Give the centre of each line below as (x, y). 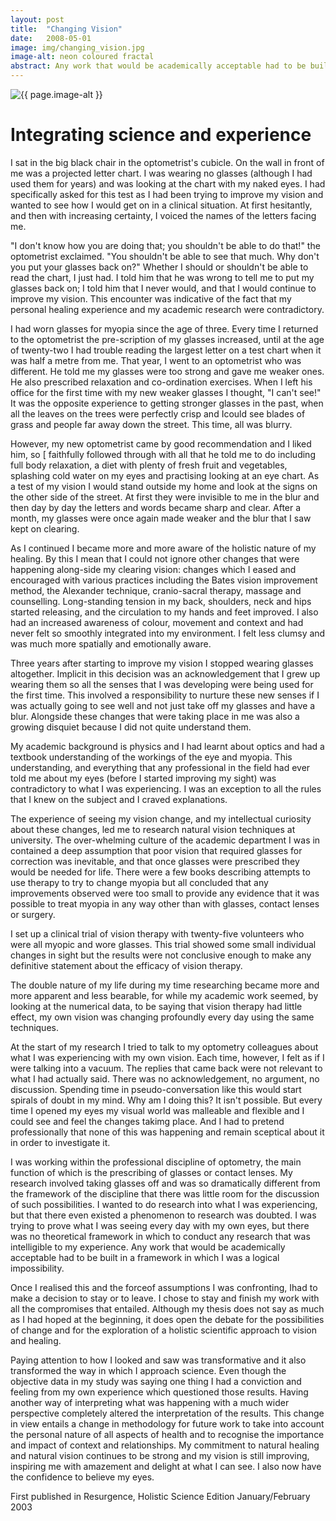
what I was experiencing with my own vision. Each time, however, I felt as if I (167, 1057)
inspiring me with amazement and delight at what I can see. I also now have (166, 1466)
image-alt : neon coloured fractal (82, 57)
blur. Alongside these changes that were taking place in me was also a (155, 716)
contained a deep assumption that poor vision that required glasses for (156, 850)
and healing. (36, 1340)
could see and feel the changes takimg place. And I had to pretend (147, 1121)
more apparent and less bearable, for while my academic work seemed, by (164, 995)
